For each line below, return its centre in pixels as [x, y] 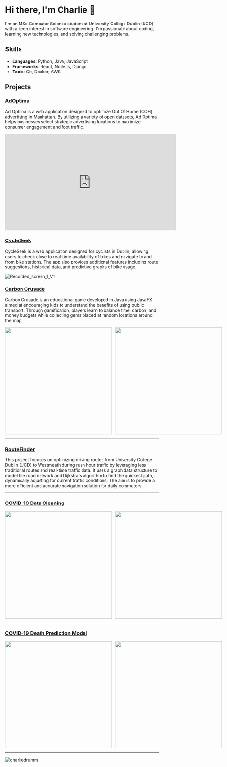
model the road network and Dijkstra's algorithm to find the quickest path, [79, 476]
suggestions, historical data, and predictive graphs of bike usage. [71, 267]
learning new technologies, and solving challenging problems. [67, 34]
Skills [13, 49]
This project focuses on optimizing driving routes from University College [79, 460]
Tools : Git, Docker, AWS [36, 72]
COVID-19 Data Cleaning [35, 503]
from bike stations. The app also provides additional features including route [82, 262]
